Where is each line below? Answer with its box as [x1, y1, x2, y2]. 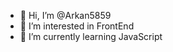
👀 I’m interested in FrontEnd [19, 20, 135, 32]
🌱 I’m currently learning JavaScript [19, 31, 163, 42]
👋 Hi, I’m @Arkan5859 [19, 10, 112, 21]
